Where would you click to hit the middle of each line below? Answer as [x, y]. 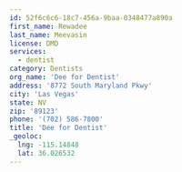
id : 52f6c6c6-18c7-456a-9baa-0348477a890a [91, 18]
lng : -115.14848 [48, 145]
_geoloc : [26, 137]
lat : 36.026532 [46, 153]
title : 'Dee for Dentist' [58, 128]
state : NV [28, 102]
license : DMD [34, 43]
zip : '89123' [34, 111]
